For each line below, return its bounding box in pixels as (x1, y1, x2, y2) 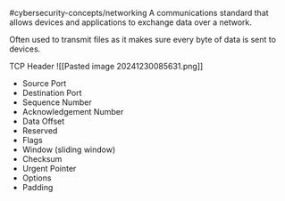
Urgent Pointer (21, 164, 77, 173)
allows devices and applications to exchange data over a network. (9, 17, 252, 28)
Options (21, 173, 52, 183)
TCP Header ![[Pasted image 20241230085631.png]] (9, 61, 204, 71)
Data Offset (21, 116, 65, 126)
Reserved (21, 125, 58, 136)
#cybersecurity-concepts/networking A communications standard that (9, 8, 270, 18)
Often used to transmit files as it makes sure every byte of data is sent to (9, 35, 277, 44)
